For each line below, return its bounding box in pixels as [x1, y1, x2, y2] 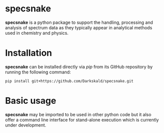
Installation [5, 48, 52, 59]
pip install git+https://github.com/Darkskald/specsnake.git [5, 78, 134, 83]
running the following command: [5, 69, 71, 75]
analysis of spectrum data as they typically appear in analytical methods [5, 24, 152, 30]
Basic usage [5, 95, 56, 107]
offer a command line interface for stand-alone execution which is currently [5, 117, 159, 123]
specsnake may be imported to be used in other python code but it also [5, 111, 152, 117]
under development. [5, 122, 46, 128]
